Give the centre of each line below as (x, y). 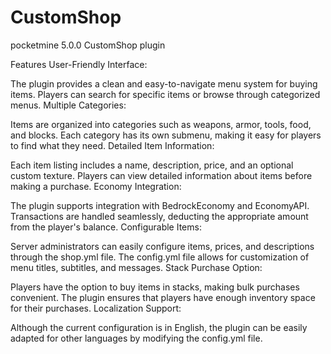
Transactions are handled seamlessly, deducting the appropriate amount (159, 216)
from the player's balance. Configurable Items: (106, 227)
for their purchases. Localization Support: (96, 308)
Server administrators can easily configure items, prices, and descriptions (162, 246)
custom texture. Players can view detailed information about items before (161, 175)
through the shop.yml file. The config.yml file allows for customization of (160, 257)
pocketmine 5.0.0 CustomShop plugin (88, 45)
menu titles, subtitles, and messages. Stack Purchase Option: (136, 267)
